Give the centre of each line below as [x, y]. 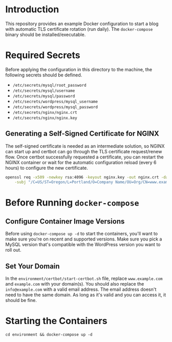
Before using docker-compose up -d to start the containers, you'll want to [82, 234]
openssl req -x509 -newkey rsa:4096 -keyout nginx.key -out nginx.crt [82, 177]
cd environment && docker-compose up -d [49, 335]
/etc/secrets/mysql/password [44, 96]
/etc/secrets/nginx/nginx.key [45, 118]
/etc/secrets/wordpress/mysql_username [55, 102]
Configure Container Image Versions [65, 222]
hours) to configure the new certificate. [47, 168]
